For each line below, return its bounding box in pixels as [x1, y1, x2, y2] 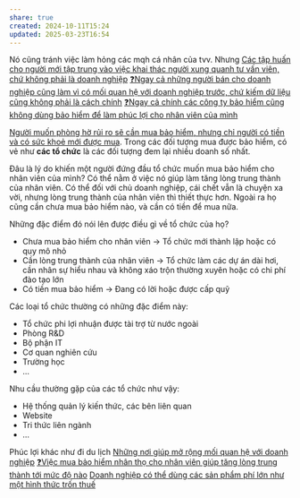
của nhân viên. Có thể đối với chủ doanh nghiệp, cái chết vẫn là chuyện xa [9, 183, 283, 193]
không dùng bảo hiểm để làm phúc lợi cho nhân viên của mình [9, 109, 238, 121]
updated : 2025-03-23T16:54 [9, 30, 110, 39]
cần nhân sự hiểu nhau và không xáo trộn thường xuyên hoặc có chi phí [21, 265, 286, 276]
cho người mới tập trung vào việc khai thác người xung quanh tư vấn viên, [9, 64, 279, 74]
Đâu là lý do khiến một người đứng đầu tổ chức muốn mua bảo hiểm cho [9, 163, 275, 175]
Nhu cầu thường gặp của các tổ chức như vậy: [9, 383, 180, 394]
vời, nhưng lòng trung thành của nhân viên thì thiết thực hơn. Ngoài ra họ [9, 192, 277, 202]
